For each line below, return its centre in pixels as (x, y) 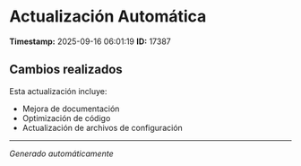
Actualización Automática (108, 17)
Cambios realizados (66, 70)
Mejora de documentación (71, 109)
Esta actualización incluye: (58, 91)
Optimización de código (66, 118)
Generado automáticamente (61, 153)
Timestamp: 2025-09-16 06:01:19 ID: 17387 (90, 41)
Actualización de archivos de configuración (103, 127)
